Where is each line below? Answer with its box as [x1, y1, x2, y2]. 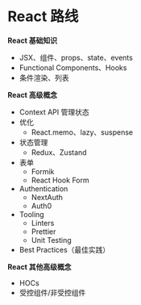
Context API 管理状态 [19, 107, 89, 117]
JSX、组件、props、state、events [19, 52, 134, 62]
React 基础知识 [7, 36, 58, 45]
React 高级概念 [7, 90, 58, 99]
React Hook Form [31, 175, 89, 185]
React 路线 [7, 7, 79, 26]
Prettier [31, 227, 56, 236]
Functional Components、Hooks [19, 62, 127, 73]
